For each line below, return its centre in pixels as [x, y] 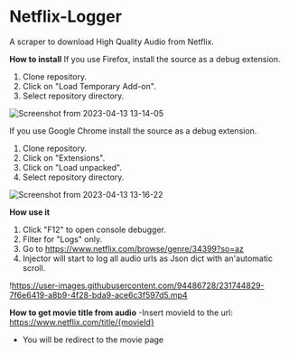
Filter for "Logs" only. [62, 239]
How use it [30, 212]
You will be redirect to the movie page [93, 340]
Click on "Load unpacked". [72, 167]
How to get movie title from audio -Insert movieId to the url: [121, 312]
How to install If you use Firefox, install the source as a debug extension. [145, 59]
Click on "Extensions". [64, 158]
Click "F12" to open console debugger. [94, 229]
